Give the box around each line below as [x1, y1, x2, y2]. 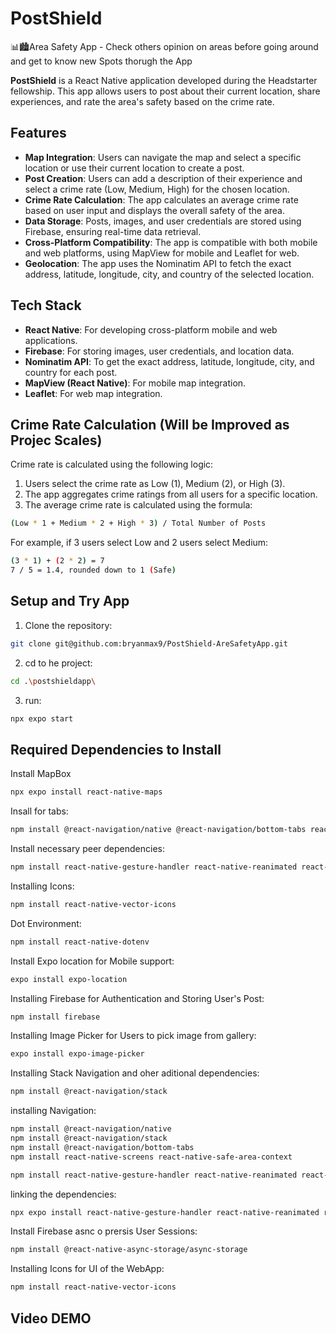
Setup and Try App [10, 593, 130, 610]
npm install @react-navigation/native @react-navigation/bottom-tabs [10, 825, 307, 835]
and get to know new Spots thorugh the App [10, 55, 193, 67]
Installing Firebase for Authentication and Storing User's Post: [10, 992, 265, 1004]
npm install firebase [10, 1012, 101, 1022]
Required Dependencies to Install [10, 741, 222, 758]
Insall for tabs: [10, 805, 69, 817]
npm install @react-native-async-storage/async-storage [10, 1245, 248, 1255]
